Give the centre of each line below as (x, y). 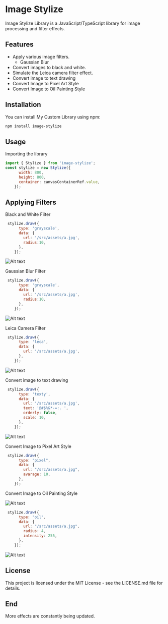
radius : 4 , (35, 531)
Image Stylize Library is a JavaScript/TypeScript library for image (73, 23)
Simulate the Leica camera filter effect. (53, 73)
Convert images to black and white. (49, 67)
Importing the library (26, 154)
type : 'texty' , (34, 394)
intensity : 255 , (40, 536)
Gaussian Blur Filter (25, 271)
